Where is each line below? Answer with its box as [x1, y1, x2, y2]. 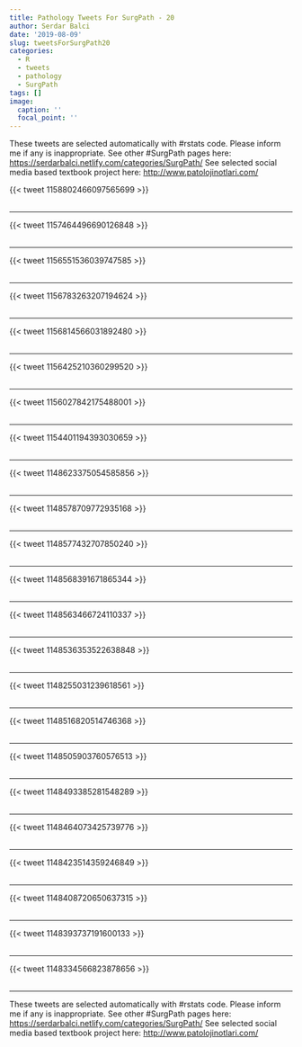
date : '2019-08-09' [9, 30, 83, 39]
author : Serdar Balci [9, 22, 91, 31]
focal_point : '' [17, 113, 78, 122]
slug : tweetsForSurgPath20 [9, 38, 111, 48]
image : [9, 96, 34, 106]
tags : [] [9, 88, 42, 97]
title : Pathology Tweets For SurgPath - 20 [9, 13, 175, 22]
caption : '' [17, 105, 63, 114]
